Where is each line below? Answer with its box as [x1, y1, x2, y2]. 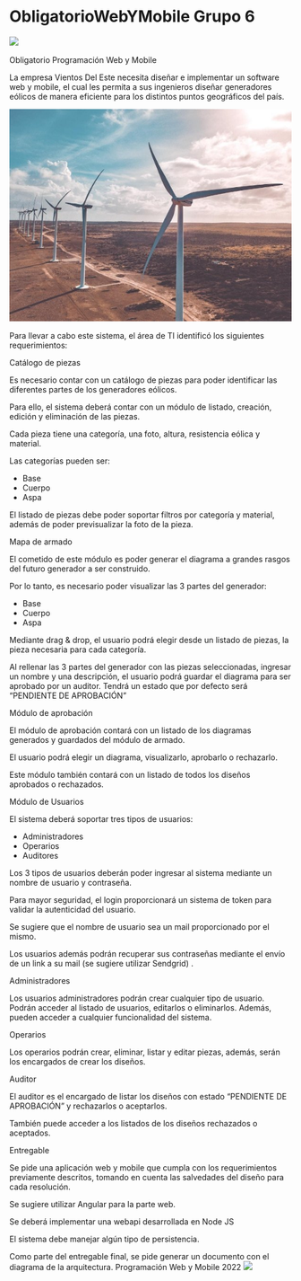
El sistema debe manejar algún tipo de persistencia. [9, 1233, 200, 1244]
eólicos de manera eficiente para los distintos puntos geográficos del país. [9, 91, 285, 102]
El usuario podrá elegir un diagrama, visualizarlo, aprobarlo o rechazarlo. [9, 752, 278, 763]
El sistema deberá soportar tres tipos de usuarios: [9, 813, 193, 824]
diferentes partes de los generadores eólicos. [9, 384, 177, 394]
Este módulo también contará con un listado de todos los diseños [9, 769, 251, 780]
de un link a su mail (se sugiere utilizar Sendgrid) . [9, 958, 194, 968]
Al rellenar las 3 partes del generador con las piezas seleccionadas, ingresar [9, 661, 291, 672]
